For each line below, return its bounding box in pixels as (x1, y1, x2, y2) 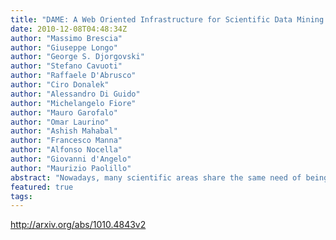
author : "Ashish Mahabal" (10, 126, 118, 136)
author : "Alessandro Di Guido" (10, 89, 141, 99)
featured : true (10, 182, 74, 192)
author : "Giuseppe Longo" (10, 42, 118, 53)
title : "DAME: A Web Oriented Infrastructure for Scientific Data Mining (10, 14, 325, 25)
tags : (10, 191, 33, 201)
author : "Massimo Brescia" (10, 33, 123, 43)
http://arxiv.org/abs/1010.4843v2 (10, 219, 147, 231)
